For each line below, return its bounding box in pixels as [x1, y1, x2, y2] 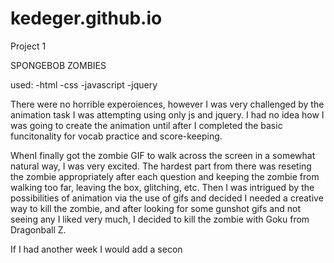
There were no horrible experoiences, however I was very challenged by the [10, 98, 325, 110]
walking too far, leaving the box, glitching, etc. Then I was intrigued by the [10, 181, 315, 193]
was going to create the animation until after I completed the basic [10, 119, 283, 131]
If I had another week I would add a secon [10, 243, 183, 255]
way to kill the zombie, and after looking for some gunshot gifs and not [10, 202, 302, 214]
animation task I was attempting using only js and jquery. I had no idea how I [10, 108, 325, 121]
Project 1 [10, 40, 47, 52]
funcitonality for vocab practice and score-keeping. [10, 130, 223, 142]
